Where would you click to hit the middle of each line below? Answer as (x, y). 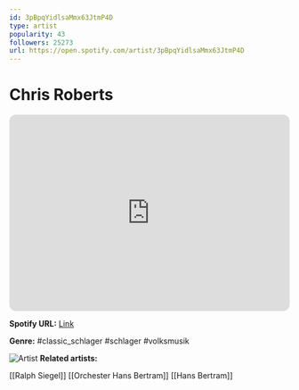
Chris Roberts (61, 95)
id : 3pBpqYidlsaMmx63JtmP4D (61, 17)
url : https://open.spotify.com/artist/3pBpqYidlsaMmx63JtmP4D (127, 51)
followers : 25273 (41, 42)
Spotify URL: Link (42, 324)
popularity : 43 (37, 34)
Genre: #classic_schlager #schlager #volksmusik (99, 341)
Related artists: (69, 359)
